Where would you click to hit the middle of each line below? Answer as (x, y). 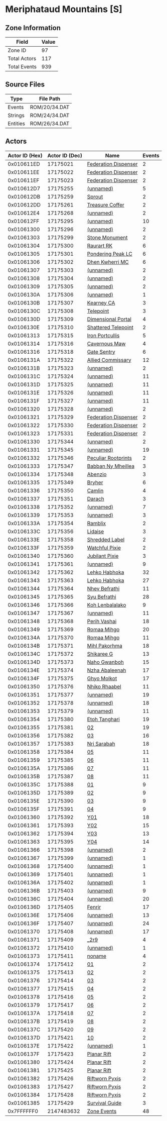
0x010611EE (24, 172)
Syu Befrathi (102, 596)
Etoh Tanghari (104, 719)
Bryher (95, 482)
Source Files (25, 85)
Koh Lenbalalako (107, 605)
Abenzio (97, 474)
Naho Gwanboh (105, 662)
